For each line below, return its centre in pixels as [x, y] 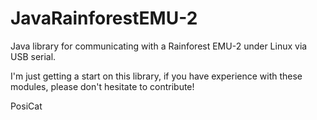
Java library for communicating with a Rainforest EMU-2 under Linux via [159, 46]
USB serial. [33, 56]
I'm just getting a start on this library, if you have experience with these [156, 76]
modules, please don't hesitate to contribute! [102, 86]
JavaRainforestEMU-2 [104, 18]
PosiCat [26, 106]
